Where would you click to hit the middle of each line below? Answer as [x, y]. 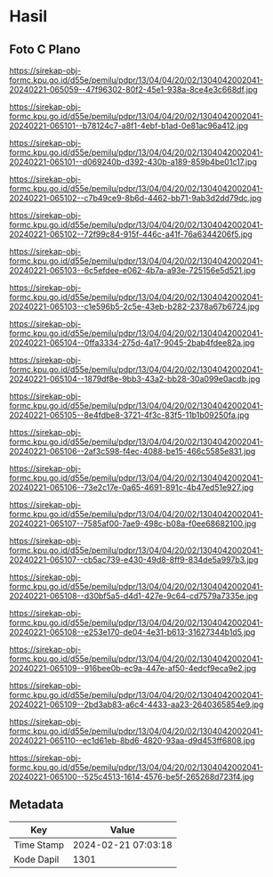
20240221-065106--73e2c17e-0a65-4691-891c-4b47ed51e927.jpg [132, 487]
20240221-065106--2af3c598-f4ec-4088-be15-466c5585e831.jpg [132, 451]
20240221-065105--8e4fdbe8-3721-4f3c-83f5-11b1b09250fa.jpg [129, 415]
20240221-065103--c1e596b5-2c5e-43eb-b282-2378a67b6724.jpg [134, 306]
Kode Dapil [36, 859]
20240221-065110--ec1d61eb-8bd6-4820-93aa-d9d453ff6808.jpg [132, 740]
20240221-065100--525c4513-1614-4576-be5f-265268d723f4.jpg [132, 777]
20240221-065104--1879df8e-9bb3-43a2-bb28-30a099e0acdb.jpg [135, 379]
